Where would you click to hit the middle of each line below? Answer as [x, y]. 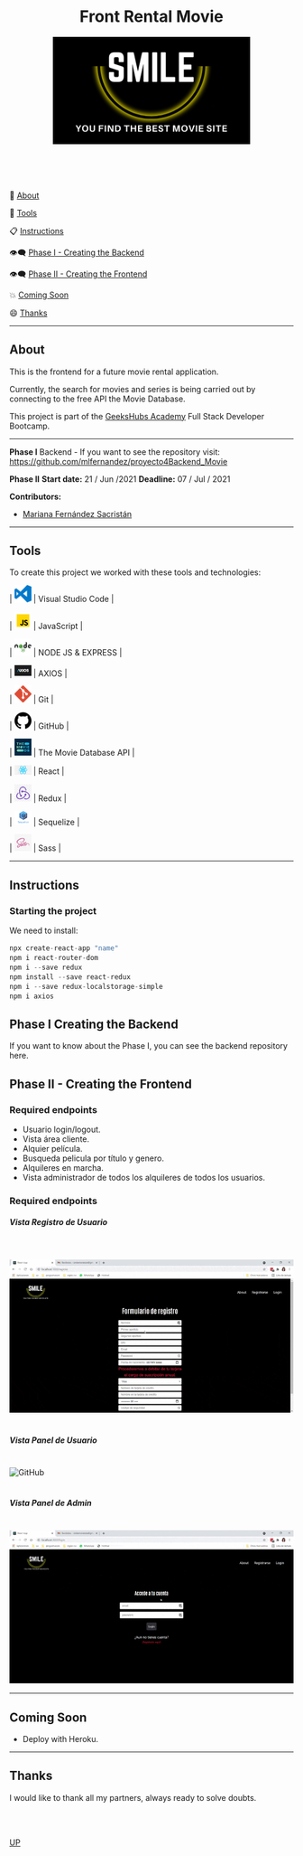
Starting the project [53, 910]
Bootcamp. [30, 426]
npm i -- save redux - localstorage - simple [87, 986]
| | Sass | [35, 848]
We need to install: [44, 931]
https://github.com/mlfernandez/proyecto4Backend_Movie [119, 461]
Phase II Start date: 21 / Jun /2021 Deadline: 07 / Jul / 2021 [120, 479]
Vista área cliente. [56, 1139]
